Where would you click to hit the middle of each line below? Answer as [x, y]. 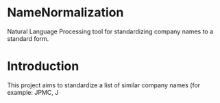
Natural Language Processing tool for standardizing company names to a [110, 31]
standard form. [28, 38]
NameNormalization [65, 13]
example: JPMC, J [33, 92]
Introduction [43, 67]
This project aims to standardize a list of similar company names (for [104, 85]
